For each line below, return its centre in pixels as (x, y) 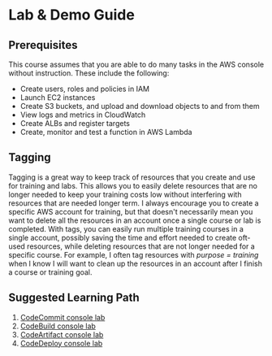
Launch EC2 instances (58, 98)
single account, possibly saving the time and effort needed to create (123, 237)
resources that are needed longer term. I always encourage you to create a (134, 203)
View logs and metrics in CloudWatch (83, 115)
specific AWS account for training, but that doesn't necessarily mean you (131, 211)
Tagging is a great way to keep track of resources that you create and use (132, 177)
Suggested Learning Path (74, 298)
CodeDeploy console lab (61, 343)
